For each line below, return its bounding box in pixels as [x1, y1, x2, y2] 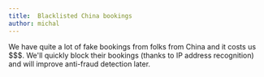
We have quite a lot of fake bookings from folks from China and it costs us [8, 41, 257, 51]
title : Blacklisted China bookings [8, 11, 132, 20]
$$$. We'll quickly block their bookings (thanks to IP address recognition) [8, 50, 254, 60]
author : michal [8, 19, 60, 28]
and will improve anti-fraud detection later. [8, 58, 151, 69]
